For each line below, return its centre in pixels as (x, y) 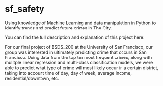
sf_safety (25, 9)
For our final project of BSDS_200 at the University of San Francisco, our (79, 47)
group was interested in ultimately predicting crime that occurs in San (76, 52)
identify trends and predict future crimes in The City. (59, 28)
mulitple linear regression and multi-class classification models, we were (79, 62)
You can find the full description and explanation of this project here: (75, 37)
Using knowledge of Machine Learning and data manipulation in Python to (81, 23)
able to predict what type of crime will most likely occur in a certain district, (82, 68)
